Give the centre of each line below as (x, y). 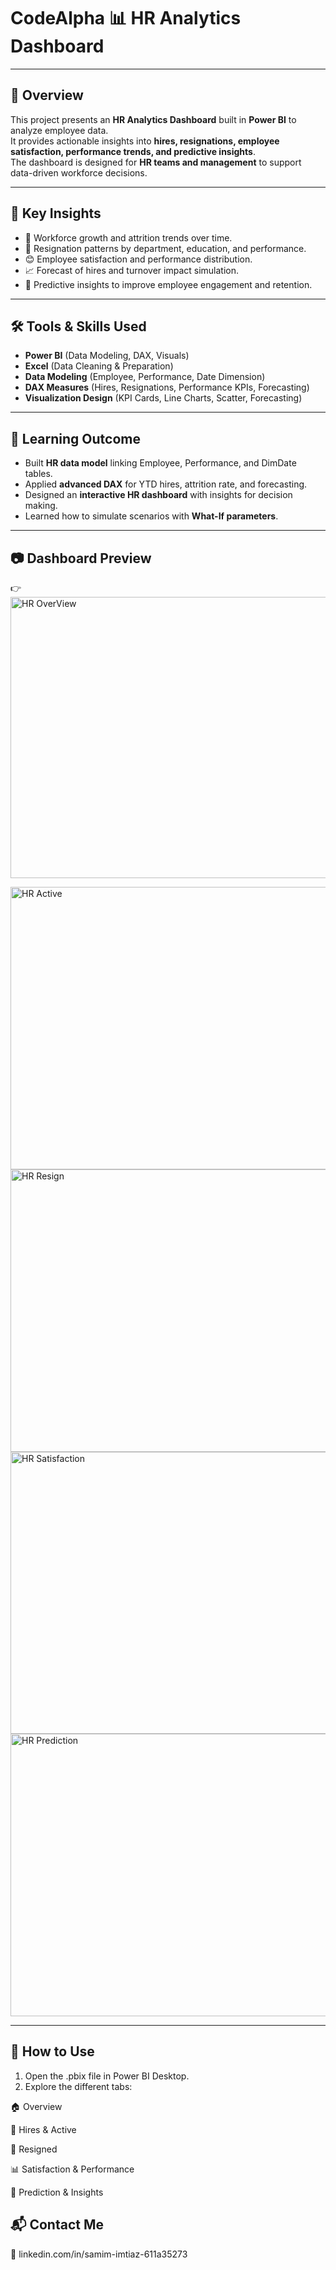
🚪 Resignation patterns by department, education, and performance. (165, 248)
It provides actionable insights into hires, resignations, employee (145, 141)
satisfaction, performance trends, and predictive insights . (133, 151)
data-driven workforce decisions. (79, 172)
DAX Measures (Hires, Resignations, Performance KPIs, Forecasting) (167, 387)
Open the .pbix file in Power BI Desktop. (107, 2076)
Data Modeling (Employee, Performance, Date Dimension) (145, 377)
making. (41, 506)
